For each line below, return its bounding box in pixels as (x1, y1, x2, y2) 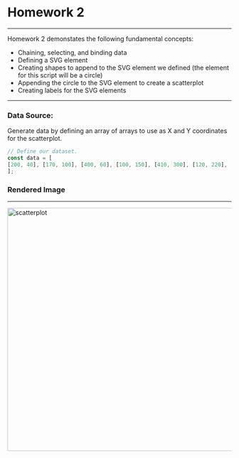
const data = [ (7, 154, 53, 162)
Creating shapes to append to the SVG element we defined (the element (17, 63, 230, 72)
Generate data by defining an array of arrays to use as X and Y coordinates (7, 127, 228, 135)
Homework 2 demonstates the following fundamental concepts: (7, 34, 194, 43)
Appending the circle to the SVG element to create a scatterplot (17, 78, 204, 87)
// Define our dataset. (7, 148, 78, 155)
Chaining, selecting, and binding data (17, 48, 127, 57)
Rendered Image (7, 184, 65, 194)
